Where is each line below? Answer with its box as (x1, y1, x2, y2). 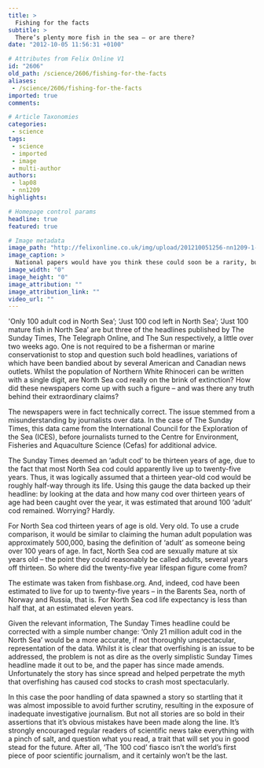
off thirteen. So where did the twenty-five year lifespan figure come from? (8, 563, 247, 573)
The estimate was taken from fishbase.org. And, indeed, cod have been (8, 578, 240, 588)
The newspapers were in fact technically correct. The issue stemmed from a (8, 407, 255, 417)
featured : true (8, 222, 58, 231)
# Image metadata (8, 237, 65, 245)
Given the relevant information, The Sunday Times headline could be (8, 618, 230, 628)
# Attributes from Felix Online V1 (8, 55, 125, 63)
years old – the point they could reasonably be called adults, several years (8, 555, 248, 564)
